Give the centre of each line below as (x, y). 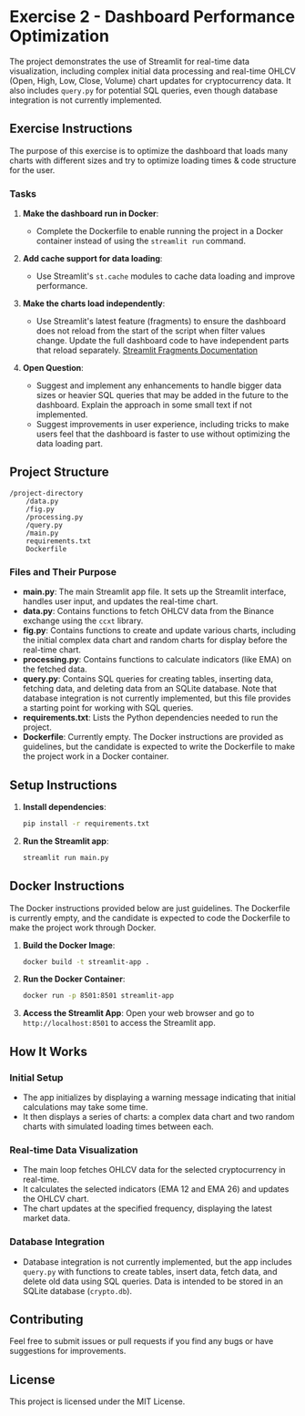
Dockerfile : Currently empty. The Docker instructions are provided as (153, 737)
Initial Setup (36, 1077)
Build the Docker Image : (69, 945)
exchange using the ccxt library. (83, 621)
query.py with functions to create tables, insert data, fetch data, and (150, 1271)
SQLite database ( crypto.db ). (77, 1290)
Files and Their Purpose (63, 571)
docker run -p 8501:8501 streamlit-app (98, 996)
